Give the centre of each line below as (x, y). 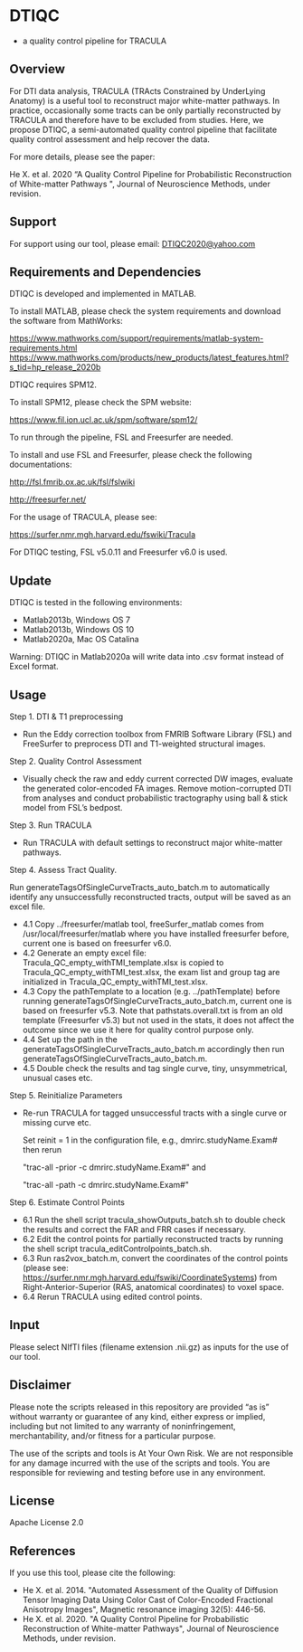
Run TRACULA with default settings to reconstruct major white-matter (152, 843)
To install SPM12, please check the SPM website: (100, 403)
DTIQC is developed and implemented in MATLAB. (103, 294)
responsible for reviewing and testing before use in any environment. (137, 1472)
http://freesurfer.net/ (48, 499)
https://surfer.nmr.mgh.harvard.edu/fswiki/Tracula (103, 535)
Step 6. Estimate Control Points (67, 1202)
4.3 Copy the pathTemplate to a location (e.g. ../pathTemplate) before (151, 991)
